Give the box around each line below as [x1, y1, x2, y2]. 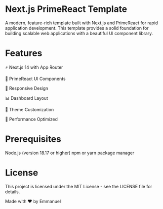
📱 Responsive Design [5, 85, 48, 91]
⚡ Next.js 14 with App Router [5, 64, 63, 70]
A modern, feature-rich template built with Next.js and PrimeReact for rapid [5, 20, 158, 26]
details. [5, 189, 20, 195]
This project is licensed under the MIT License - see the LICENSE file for [5, 183, 152, 189]
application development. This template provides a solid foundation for [5, 25, 149, 31]
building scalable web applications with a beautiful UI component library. [5, 30, 153, 36]
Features [5, 48, 42, 59]
